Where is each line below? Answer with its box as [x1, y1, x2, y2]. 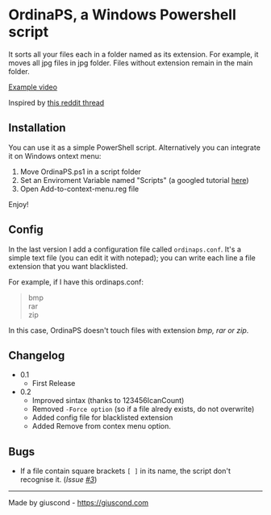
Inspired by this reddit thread [8, 98, 105, 107]
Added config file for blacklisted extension [31, 413, 173, 422]
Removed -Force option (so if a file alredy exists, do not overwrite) [31, 405, 255, 414]
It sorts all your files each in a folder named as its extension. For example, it [8, 49, 259, 59]
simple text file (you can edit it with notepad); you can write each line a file [8, 252, 256, 263]
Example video [8, 82, 58, 92]
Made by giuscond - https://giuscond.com [8, 498, 149, 508]
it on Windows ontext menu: [8, 151, 102, 160]
